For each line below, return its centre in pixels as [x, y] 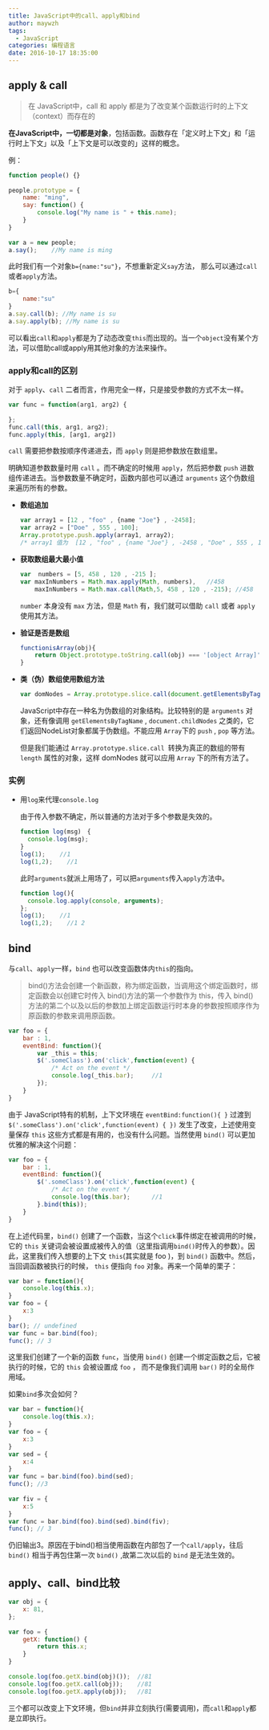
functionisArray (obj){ [58, 648]
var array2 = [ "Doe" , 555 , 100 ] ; [79, 528]
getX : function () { [55, 1639]
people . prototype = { [44, 190]
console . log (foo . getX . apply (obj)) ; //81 [80, 1691]
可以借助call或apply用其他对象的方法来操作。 [97, 348]
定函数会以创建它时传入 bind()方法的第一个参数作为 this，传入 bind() [141, 995]
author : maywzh [34, 23]
